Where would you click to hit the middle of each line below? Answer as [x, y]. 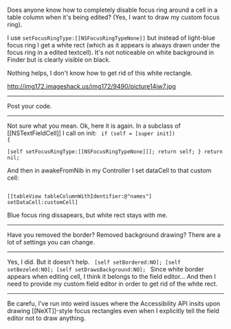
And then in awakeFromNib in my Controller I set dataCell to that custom [109, 170]
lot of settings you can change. [51, 242]
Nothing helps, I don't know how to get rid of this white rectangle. [100, 73]
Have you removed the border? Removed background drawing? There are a [114, 235]
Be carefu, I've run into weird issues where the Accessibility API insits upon [114, 304]
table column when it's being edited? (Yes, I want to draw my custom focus [113, 17]
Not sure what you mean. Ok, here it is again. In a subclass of [94, 126]
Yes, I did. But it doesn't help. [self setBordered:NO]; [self [94, 262]
